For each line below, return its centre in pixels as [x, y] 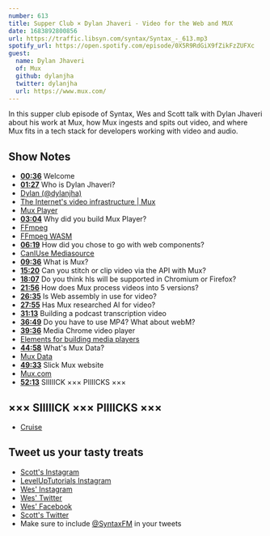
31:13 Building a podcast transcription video [93, 314]
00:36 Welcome [47, 176]
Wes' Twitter [41, 497]
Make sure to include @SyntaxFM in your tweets [101, 523]
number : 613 [28, 16]
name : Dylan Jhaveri [50, 61]
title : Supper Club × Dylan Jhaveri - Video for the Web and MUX [120, 23]
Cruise [31, 427]
